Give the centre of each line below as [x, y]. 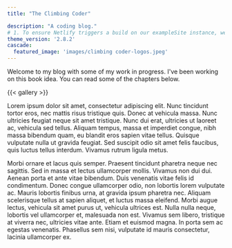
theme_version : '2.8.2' [41, 39]
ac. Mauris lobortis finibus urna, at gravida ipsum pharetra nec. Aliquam [109, 193]
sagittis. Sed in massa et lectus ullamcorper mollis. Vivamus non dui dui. [110, 171]
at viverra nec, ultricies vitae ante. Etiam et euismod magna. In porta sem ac [115, 222]
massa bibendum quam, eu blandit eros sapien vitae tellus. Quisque [103, 135]
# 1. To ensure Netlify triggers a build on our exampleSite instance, [112, 33]
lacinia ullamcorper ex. [39, 237]
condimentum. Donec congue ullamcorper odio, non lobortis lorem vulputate [116, 185]
